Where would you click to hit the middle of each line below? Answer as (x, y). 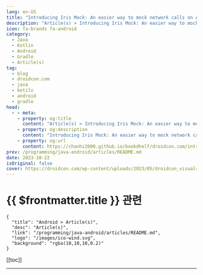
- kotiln (23, 90)
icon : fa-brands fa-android (42, 29)
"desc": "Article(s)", (40, 228)
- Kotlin (23, 46)
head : (13, 107)
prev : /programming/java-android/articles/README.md (74, 152)
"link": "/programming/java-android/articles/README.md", (86, 233)
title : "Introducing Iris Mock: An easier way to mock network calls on (100, 17)
